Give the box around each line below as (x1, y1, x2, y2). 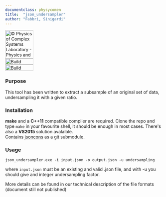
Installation (5, 106, 33, 113)
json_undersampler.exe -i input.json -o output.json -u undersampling (5, 158, 155, 163)
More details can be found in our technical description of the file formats (5, 181, 155, 187)
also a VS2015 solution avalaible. (5, 128, 73, 134)
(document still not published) (5, 187, 67, 193)
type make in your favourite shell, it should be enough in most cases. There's (5, 123, 161, 129)
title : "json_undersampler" (5, 12, 66, 17)
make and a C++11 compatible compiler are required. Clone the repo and (5, 118, 155, 124)
